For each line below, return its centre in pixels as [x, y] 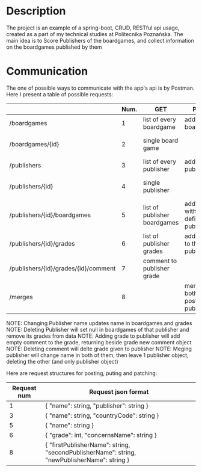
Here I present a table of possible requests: [60, 94]
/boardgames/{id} [34, 144]
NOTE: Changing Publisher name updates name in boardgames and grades [99, 323]
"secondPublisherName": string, [90, 452]
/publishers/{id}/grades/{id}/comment [63, 268]
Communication [47, 71]
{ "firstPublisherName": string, [87, 445]
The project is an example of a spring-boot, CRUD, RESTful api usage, [93, 28]
